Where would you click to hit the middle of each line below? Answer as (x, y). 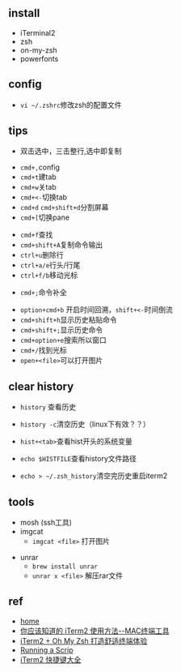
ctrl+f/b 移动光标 (49, 276)
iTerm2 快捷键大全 (51, 659)
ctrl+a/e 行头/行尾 (50, 265)
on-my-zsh (39, 50)
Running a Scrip (46, 650)
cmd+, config (40, 167)
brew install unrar (65, 567)
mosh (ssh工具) (46, 523)
